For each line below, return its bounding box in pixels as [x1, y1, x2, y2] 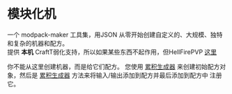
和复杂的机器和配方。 [7, 39, 68, 47]
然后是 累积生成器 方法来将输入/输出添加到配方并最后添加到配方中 [19, 70, 208, 79]
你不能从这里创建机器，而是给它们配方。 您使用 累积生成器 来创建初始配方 [7, 62, 220, 70]
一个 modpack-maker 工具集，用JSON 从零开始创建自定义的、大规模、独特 [7, 30, 223, 39]
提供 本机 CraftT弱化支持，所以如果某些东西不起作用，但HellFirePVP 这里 [7, 48, 217, 56]
